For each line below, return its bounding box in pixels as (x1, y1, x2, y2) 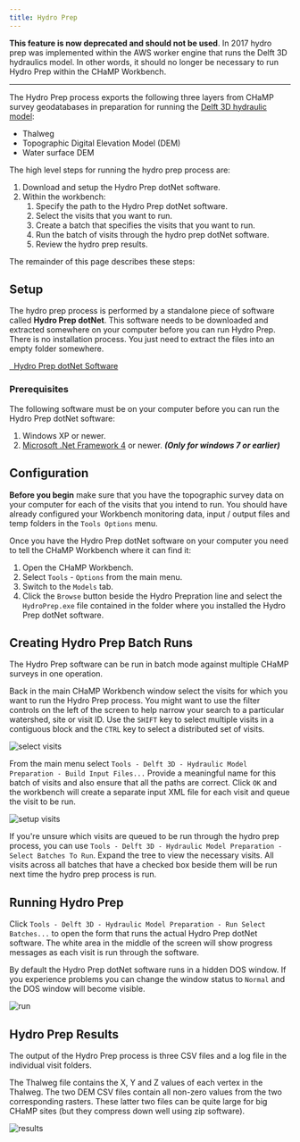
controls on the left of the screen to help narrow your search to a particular (9, 705, 285, 716)
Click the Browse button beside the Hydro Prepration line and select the (21, 591, 283, 601)
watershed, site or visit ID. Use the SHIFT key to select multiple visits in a (9, 714, 274, 725)
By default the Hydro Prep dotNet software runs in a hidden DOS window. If (9, 964, 287, 975)
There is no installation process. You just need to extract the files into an (9, 334, 275, 345)
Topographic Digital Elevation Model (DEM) (21, 138, 181, 148)
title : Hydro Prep (9, 13, 78, 22)
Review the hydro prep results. (35, 239, 149, 249)
